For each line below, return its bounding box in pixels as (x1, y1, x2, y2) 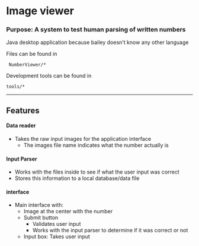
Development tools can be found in (6, 72, 92, 80)
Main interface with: (14, 201, 64, 209)
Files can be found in (6, 51, 57, 58)
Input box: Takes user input (23, 233, 91, 240)
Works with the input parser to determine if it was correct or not (32, 227, 188, 234)
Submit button (23, 214, 59, 221)
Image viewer (6, 4, 74, 18)
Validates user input (32, 220, 81, 228)
